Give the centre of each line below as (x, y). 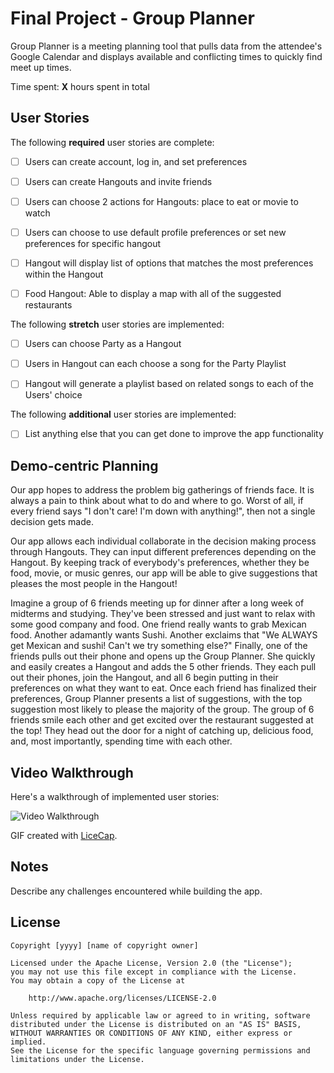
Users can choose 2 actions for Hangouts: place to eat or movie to (161, 201)
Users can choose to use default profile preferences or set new (155, 232)
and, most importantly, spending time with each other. (121, 741)
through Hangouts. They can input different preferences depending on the (163, 552)
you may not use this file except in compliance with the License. (154, 972)
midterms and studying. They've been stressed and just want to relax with (163, 614)
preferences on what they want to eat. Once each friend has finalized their (163, 688)
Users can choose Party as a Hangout (103, 344)
